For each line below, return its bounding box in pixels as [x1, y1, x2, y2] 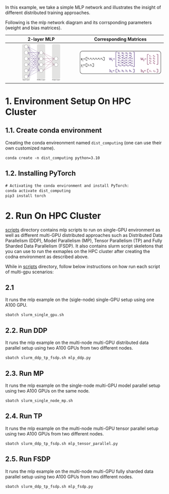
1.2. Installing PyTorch [5, 169, 76, 178]
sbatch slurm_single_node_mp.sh [5, 399, 73, 404]
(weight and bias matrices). [5, 25, 62, 31]
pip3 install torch [5, 193, 46, 199]
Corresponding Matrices [94, 36, 147, 42]
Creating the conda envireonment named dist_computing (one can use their [5, 139, 162, 145]
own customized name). [5, 145, 55, 151]
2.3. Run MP [5, 369, 44, 378]
